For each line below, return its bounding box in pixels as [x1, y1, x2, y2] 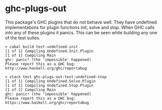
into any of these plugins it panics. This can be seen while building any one [5, 29, 158, 35]
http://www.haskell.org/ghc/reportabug [5, 66, 87, 71]
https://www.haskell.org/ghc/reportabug [5, 100, 90, 105]
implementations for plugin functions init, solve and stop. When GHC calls [5, 24, 155, 30]
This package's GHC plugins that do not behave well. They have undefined [5, 19, 157, 25]
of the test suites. [5, 35, 41, 41]
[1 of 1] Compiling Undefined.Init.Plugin [5, 49, 94, 54]
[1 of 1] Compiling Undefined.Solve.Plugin [5, 79, 96, 83]
